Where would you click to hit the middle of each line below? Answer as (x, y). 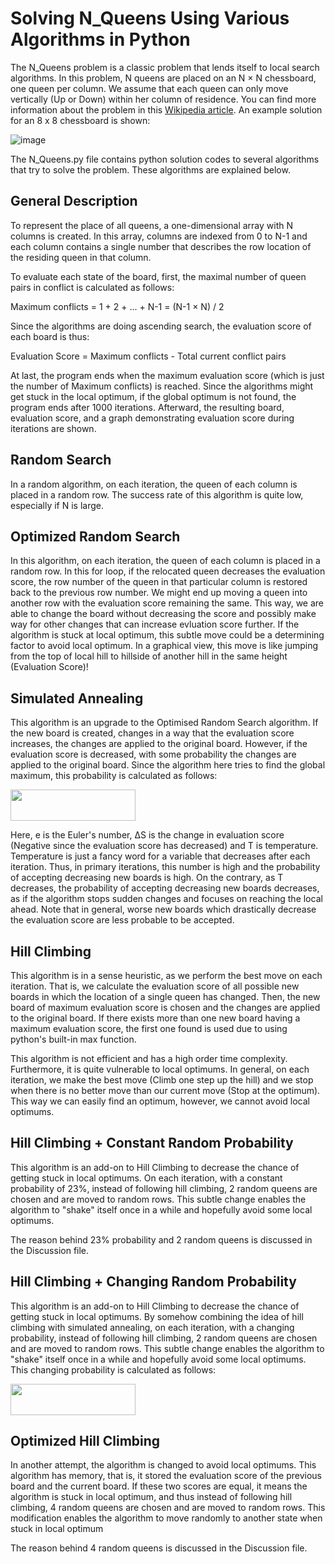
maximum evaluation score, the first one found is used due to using (149, 1028)
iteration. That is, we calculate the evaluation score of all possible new (155, 986)
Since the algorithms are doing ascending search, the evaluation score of (161, 326)
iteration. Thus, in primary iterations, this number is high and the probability (165, 867)
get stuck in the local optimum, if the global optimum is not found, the (153, 396)
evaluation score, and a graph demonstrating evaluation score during (152, 418)
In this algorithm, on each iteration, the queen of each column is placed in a (165, 561)
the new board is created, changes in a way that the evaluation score (152, 733)
